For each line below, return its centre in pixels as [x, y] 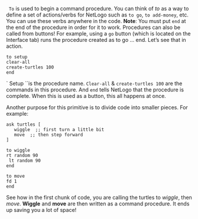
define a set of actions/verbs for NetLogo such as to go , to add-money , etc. [98, 15]
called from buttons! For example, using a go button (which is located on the [98, 34]
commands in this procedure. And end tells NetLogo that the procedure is [95, 90]
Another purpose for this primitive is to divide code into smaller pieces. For [97, 107]
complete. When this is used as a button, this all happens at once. [86, 96]
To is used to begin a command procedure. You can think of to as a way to [99, 9]
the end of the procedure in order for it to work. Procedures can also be [93, 27]
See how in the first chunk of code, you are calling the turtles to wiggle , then [99, 197]
